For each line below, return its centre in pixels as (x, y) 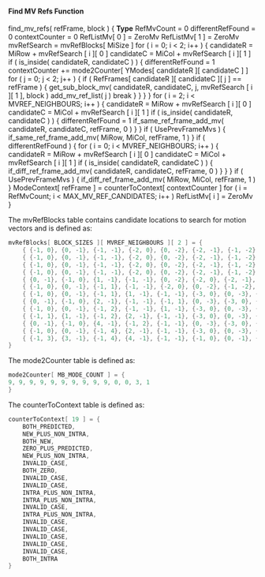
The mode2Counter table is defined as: (72, 361)
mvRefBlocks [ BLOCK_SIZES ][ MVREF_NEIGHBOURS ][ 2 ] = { (105, 243)
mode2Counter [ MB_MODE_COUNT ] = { (67, 375)
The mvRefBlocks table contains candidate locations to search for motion (127, 220)
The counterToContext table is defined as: (77, 405)
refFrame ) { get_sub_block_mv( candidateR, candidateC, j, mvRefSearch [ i (131, 88)
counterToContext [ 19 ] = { (54, 419)
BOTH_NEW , (39, 441)
